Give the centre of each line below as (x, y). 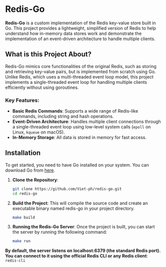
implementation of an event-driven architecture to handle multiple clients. (80, 39)
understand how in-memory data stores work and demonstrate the (73, 33)
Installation (23, 153)
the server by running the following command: (60, 232)
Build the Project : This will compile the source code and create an (80, 203)
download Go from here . (30, 170)
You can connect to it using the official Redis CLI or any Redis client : (77, 256)
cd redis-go (25, 194)
